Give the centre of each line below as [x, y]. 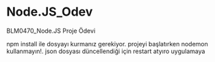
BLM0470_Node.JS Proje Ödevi [51, 31]
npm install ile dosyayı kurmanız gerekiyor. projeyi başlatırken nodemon [107, 44]
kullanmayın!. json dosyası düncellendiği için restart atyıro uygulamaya [106, 51]
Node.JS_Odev [50, 12]
